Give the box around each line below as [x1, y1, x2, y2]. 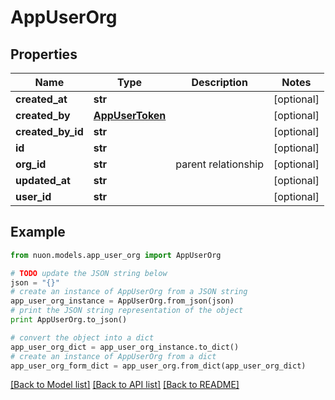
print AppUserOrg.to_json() [10, 315, 128, 325]
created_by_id [15, 125, 84, 138]
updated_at [15, 174, 71, 187]
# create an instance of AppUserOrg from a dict [10, 351, 217, 361]
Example [10, 224, 66, 241]
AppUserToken [93, 109, 167, 122]
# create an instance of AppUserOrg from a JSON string [10, 287, 248, 297]
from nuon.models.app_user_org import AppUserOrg [10, 250, 222, 260]
